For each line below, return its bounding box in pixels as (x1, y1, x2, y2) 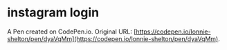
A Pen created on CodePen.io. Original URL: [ (7, 27, 136, 36)
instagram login (7, 5, 99, 21)
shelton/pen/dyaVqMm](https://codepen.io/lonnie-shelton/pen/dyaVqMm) (7, 34, 219, 42)
